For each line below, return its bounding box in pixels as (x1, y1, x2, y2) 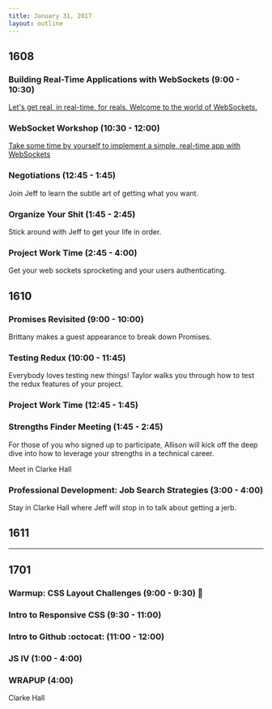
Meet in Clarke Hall (8, 464, 72, 474)
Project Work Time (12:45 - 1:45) (8, 399, 139, 410)
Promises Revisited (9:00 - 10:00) (8, 313, 144, 324)
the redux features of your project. (8, 379, 124, 389)
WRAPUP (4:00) (8, 674, 74, 685)
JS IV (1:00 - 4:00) (8, 652, 83, 664)
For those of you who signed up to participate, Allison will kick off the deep (8, 440, 258, 449)
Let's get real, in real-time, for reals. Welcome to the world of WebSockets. (8, 102, 257, 112)
